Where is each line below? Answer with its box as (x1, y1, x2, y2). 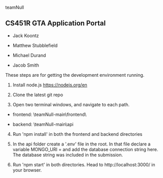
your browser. (12, 167, 42, 173)
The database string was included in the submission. (12, 152, 123, 158)
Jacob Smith (12, 62, 40, 68)
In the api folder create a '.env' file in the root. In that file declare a (12, 141, 151, 147)
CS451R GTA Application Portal (5, 19, 106, 27)
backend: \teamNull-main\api (12, 121, 74, 127)
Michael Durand (12, 52, 46, 58)
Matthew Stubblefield (12, 42, 58, 48)
